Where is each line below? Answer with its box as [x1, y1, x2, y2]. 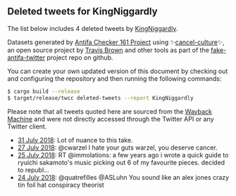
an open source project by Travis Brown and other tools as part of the [7, 46, 210, 54]
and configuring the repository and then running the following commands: [7, 74, 222, 83]
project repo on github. [46, 53, 113, 62]
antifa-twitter [7, 53, 46, 62]
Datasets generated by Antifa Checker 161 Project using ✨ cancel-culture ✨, [7, 38, 225, 46]
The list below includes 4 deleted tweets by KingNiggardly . [7, 24, 178, 32]
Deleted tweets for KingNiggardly [7, 6, 158, 18]
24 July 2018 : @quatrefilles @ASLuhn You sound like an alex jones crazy [17, 173, 230, 181]
